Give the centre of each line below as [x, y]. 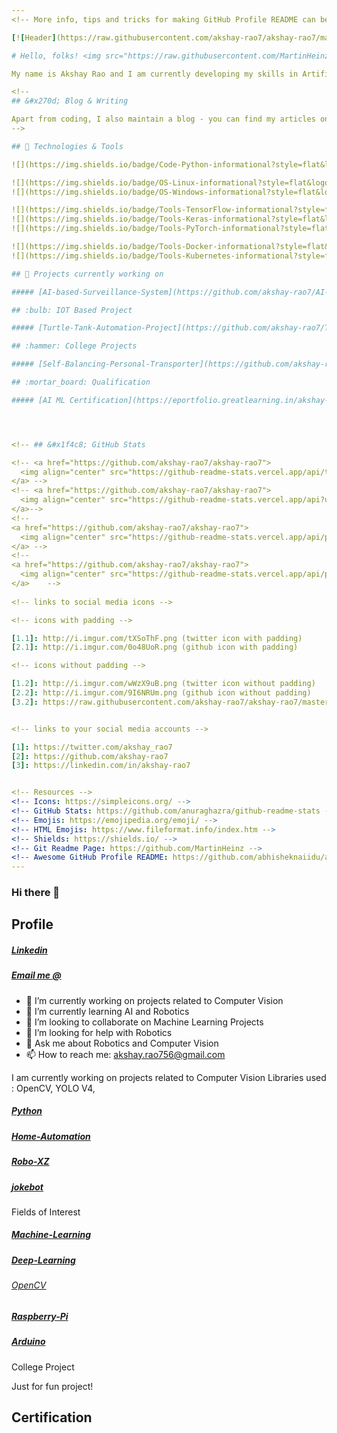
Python [27, 1111]
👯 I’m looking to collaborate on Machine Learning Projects [144, 1022]
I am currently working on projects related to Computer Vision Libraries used [169, 1077]
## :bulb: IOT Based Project [72, 310]
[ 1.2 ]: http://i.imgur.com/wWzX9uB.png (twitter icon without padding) [163, 684]
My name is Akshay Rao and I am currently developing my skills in [155, 74]
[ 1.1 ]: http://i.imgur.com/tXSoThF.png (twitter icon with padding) [157, 638]
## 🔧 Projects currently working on [87, 274]
